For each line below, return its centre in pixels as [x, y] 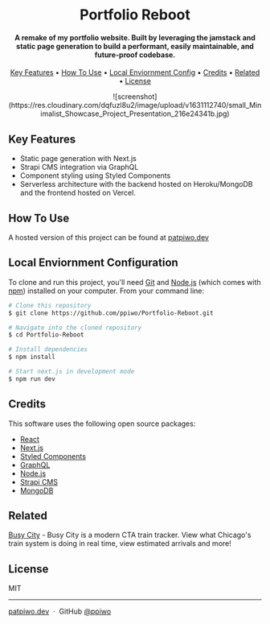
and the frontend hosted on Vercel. [78, 193]
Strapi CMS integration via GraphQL [79, 167]
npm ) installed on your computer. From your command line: [106, 291]
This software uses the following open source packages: [102, 424]
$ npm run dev [32, 379]
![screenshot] [135, 97]
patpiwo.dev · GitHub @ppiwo [60, 612]
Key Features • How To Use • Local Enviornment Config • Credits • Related [135, 72]
